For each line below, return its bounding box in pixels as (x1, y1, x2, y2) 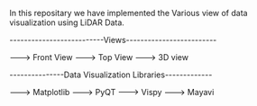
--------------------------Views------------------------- (9, 35, 217, 45)
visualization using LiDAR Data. (9, 17, 124, 28)
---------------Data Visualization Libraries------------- (9, 69, 213, 80)
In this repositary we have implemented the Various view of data (9, 8, 248, 18)
